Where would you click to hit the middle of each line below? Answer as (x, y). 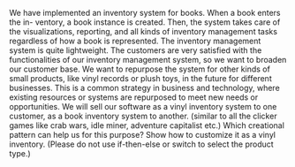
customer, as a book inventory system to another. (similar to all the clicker (143, 116)
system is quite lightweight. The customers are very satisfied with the (136, 50)
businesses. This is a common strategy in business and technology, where (144, 88)
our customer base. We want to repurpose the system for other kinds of (140, 69)
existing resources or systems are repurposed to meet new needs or (134, 97)
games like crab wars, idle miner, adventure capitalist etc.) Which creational (147, 125)
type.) (20, 153)
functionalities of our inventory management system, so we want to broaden (148, 60)
